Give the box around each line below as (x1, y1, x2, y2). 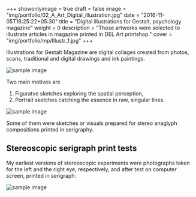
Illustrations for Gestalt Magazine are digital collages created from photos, (6, 49, 189, 56)
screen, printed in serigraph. (6, 172, 77, 179)
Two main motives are (6, 78, 61, 85)
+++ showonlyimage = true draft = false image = (6, 5, 126, 12)
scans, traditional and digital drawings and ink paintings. (6, 55, 146, 62)
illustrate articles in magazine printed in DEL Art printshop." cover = (6, 31, 173, 38)
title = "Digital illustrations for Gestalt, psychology (59, 18, 182, 25)
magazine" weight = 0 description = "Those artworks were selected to (6, 24, 180, 31)
